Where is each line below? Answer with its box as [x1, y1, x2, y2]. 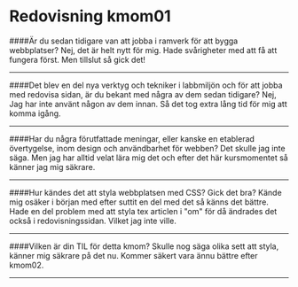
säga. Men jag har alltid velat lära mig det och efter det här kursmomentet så [9, 152, 288, 163]
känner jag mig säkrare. [9, 161, 96, 172]
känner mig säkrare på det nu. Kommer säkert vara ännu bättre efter [9, 250, 259, 260]
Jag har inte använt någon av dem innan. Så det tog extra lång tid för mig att [9, 98, 287, 109]
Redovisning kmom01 [9, 6, 171, 27]
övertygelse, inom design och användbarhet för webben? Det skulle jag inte [9, 143, 286, 153]
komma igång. [9, 108, 61, 119]
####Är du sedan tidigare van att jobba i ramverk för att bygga [9, 35, 239, 46]
